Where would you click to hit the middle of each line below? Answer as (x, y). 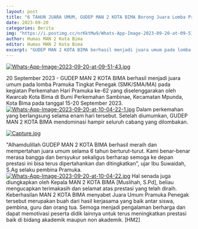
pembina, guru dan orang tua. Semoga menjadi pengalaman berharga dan (96, 207)
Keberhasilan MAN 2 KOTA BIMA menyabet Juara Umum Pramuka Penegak (98, 194)
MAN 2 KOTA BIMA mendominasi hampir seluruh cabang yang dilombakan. (97, 122)
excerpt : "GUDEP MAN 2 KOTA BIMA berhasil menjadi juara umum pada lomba (99, 50)
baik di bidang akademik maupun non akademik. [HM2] (73, 220)
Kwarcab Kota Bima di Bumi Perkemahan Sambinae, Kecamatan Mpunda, (95, 97)
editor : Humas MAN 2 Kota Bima (44, 45)
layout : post (22, 11)
